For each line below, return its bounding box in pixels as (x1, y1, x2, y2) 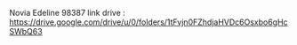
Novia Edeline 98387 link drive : (9, 8, 126, 18)
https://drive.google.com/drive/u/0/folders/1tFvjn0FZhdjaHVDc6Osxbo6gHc (9, 17, 288, 27)
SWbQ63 (9, 26, 43, 36)
